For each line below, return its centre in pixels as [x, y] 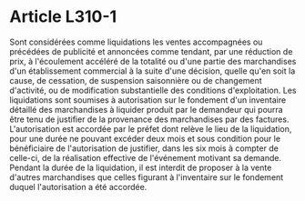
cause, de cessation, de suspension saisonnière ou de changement [136, 80]
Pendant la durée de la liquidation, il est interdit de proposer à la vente [141, 167]
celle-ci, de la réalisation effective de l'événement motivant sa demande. [146, 157]
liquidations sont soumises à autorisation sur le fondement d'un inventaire [148, 100]
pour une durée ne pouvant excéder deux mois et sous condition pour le [145, 138]
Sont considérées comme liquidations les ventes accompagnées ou [136, 42]
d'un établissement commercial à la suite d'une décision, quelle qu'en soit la [152, 71]
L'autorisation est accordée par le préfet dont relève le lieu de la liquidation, [151, 128]
